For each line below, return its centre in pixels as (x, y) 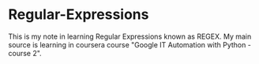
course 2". (25, 53)
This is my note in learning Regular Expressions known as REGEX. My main (130, 36)
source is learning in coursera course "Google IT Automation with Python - (129, 44)
